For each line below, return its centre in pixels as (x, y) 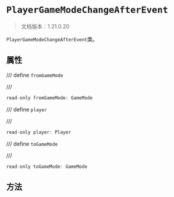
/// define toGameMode (32, 144)
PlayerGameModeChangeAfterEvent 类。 (52, 39)
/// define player (26, 109)
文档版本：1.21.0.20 (45, 26)
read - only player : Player (39, 132)
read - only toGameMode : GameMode (47, 166)
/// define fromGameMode (35, 75)
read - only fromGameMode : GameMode (50, 98)
